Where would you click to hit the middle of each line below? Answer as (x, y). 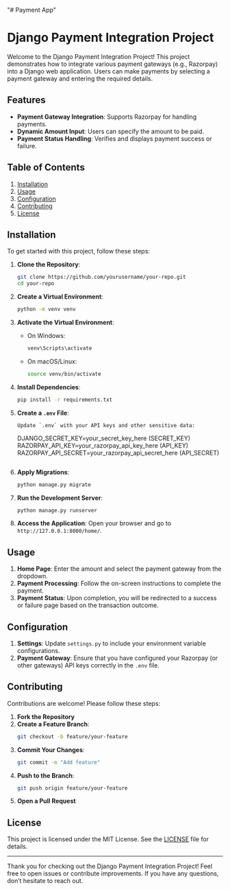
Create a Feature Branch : (53, 724)
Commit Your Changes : (51, 750)
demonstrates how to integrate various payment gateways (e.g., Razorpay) (113, 64)
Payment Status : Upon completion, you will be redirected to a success (117, 598)
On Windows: (46, 335)
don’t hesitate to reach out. (45, 881)
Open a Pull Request (47, 801)
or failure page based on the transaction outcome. (88, 605)
